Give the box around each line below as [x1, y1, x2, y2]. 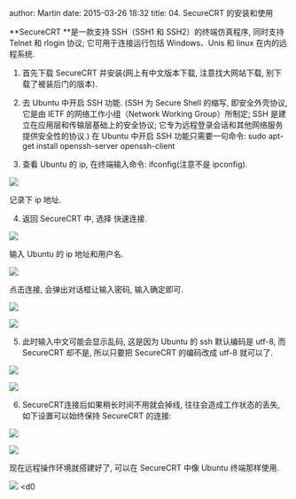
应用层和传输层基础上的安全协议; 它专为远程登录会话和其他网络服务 [37, 120, 284, 130]
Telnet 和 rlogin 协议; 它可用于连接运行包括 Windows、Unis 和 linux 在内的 [9, 38, 280, 48]
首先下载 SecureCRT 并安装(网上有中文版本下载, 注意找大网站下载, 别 [21, 67, 275, 78]
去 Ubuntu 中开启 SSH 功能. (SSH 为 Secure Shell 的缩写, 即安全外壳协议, [21, 97, 288, 108]
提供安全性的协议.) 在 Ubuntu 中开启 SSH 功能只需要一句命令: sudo [21, 131, 267, 141]
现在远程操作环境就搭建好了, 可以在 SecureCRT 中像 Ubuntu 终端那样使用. [9, 463, 280, 472]
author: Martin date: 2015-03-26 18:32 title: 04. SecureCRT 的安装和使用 [9, 8, 274, 18]
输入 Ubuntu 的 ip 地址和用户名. [9, 249, 124, 259]
